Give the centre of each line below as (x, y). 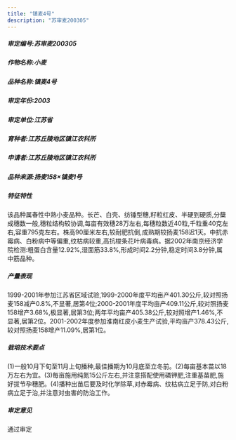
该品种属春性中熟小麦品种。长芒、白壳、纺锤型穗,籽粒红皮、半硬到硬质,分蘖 (117, 215)
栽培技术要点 (26, 347)
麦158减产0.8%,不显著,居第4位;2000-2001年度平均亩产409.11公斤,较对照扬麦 (118, 304)
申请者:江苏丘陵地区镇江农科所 (52, 158)
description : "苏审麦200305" (48, 20)
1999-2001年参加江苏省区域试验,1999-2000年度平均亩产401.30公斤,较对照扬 (118, 295)
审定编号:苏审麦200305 (42, 44)
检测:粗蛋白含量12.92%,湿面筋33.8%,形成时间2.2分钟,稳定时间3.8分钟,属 (118, 250)
